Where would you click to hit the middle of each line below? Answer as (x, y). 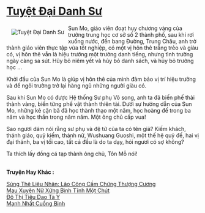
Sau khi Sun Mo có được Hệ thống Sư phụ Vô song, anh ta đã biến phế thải (100, 97)
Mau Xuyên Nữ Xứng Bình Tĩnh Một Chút (58, 190)
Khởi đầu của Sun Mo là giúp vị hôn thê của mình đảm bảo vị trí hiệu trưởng (101, 79)
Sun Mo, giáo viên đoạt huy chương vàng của (125, 28)
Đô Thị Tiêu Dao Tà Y (33, 196)
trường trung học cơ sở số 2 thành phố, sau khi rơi (131, 34)
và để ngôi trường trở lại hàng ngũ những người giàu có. (76, 85)
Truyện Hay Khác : (30, 172)
